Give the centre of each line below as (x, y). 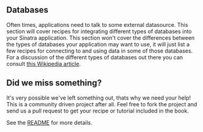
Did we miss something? (54, 83)
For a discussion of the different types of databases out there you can (95, 57)
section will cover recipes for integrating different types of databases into (99, 31)
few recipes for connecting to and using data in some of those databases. (100, 51)
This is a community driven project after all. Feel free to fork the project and (102, 104)
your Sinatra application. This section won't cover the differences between (101, 38)
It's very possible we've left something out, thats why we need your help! (99, 98)
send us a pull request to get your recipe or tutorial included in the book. (98, 111)
